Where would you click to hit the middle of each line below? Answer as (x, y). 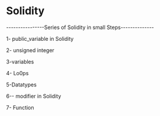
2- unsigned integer (30, 50)
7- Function (20, 107)
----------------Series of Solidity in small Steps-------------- (80, 27)
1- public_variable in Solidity (40, 38)
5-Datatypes (22, 85)
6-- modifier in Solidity (34, 96)
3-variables (20, 62)
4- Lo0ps (17, 73)
